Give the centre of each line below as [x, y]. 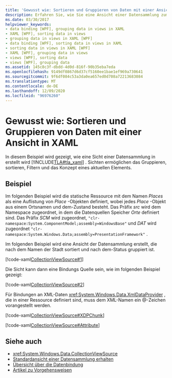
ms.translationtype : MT [31, 81]
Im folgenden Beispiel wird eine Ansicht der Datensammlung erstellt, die [81, 244]
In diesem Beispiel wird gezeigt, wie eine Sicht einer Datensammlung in [80, 157]
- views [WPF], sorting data [36, 58]
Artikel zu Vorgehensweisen [42, 370]
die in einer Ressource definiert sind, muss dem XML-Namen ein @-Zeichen [85, 300]
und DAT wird [142, 224]
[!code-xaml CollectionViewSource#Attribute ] [52, 325]
